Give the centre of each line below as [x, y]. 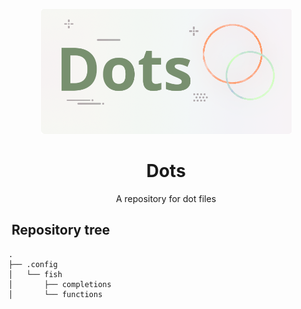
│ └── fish [35, 274]
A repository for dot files [166, 198]
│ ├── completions [60, 284]
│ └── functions [55, 294]
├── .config [33, 264]
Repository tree [61, 230]
